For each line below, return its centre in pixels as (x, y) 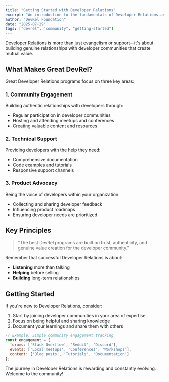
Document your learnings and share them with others (68, 326)
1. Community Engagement (39, 94)
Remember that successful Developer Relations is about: (64, 257)
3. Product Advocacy (31, 183)
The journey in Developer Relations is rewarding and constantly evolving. (81, 368)
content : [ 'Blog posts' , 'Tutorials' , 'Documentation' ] (69, 354)
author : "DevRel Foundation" (36, 19)
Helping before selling (36, 272)
